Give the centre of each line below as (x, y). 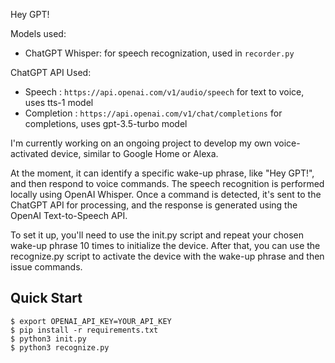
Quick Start (46, 298)
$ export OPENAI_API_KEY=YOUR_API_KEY (91, 321)
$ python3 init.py (48, 339)
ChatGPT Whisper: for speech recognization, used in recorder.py (159, 53)
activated (29, 153)
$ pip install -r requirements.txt (84, 330)
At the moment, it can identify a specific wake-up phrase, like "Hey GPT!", (162, 173)
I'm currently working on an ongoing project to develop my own (141, 143)
